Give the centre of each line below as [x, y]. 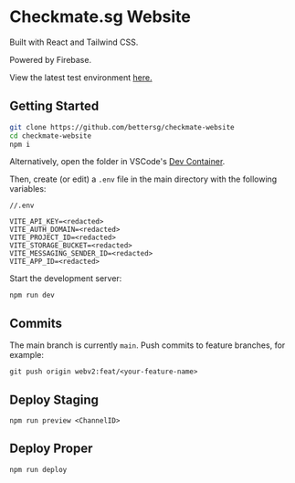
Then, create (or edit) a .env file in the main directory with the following [143, 179]
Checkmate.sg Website [100, 17]
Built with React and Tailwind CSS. [74, 42]
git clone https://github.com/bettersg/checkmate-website [122, 127]
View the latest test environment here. [81, 77]
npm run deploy [38, 469]
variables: [28, 189]
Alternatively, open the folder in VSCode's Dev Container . [117, 162]
